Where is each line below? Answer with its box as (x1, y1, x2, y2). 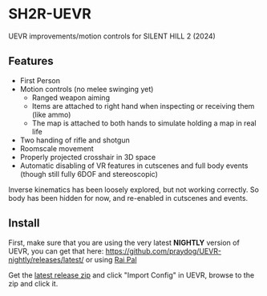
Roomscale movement (19, 143, 94, 153)
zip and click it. (8, 278, 59, 288)
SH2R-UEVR (8, 5, 92, 23)
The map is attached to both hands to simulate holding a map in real (31, 118, 257, 128)
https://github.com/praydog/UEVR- (105, 246, 222, 256)
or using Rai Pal (85, 254, 138, 264)
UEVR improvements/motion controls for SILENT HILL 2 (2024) (8, 31, 216, 41)
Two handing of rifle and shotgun (19, 135, 130, 145)
